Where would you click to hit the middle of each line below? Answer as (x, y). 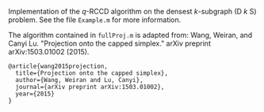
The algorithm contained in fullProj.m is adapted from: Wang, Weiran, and (130, 35)
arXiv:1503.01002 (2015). (49, 52)
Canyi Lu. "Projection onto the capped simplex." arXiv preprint (110, 43)
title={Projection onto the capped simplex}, (92, 73)
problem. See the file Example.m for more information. (95, 20)
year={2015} (35, 94)
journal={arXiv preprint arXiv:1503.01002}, (90, 87)
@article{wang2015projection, (58, 66)
